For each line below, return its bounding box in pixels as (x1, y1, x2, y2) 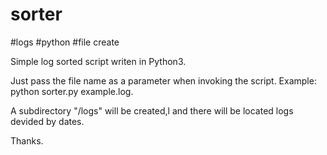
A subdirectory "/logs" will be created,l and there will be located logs (10, 104, 294, 117)
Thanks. (10, 134, 44, 147)
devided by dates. (10, 115, 85, 127)
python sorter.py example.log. (10, 85, 134, 97)
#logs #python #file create (10, 36, 120, 48)
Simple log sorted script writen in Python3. (10, 55, 187, 67)
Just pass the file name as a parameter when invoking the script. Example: (10, 74, 317, 87)
